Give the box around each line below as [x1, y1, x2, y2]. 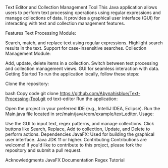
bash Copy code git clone [5, 91, 59, 96]
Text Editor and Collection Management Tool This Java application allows [5, 5, 157, 10]
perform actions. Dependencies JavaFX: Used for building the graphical [5, 131, 155, 137]
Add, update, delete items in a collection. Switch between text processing [5, 60, 158, 66]
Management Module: [5, 50, 51, 56]
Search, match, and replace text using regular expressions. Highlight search [5, 40, 163, 46]
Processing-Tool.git [5, 96, 46, 102]
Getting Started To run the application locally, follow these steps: [5, 71, 140, 77]
